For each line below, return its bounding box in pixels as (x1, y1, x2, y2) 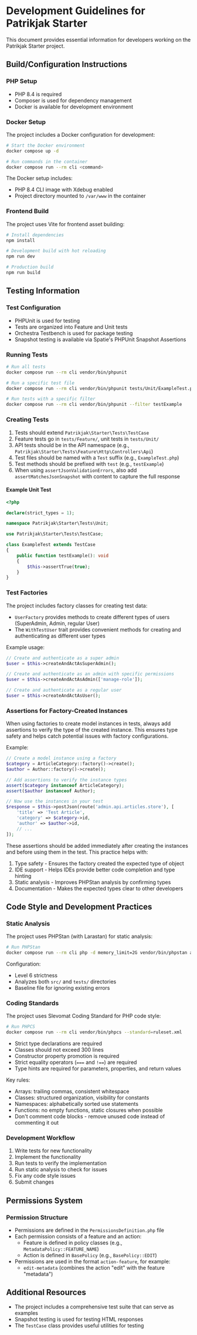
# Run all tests (6, 364, 46, 369)
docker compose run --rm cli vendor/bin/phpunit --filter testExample (6, 402, 182, 408)
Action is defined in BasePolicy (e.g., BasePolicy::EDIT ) (23, 1252, 157, 1259)
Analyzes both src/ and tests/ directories (14, 978, 117, 985)
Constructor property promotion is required (14, 1053, 120, 1060)
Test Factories (6, 589, 48, 597)
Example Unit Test (6, 486, 52, 493)
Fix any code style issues (14, 1172, 76, 1179)
